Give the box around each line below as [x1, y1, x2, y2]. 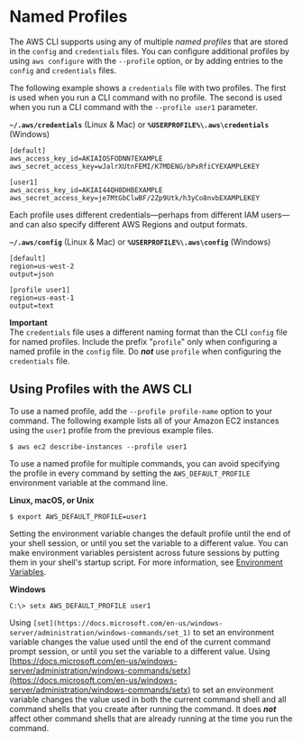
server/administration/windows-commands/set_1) [9, 628, 192, 637]
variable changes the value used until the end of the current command [9, 636, 271, 647]
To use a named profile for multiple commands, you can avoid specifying [9, 458, 280, 468]
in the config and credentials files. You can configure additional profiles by [9, 45, 290, 56]
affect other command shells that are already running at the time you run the [9, 713, 293, 724]
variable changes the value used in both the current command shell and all [9, 693, 287, 705]
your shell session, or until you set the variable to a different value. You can [9, 537, 288, 548]
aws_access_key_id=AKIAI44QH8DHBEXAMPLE [9, 185, 164, 195]
